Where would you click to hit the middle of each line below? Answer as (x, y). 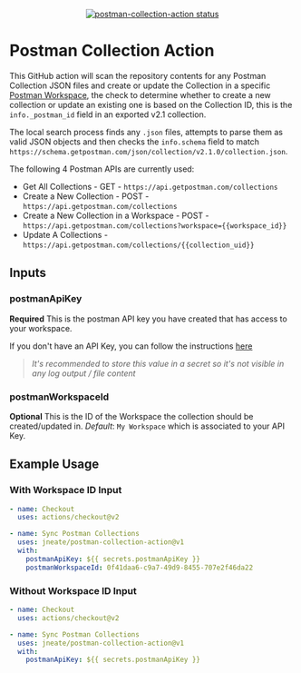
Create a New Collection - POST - (86, 196)
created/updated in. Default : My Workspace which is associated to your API (147, 426)
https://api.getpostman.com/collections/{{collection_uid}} (138, 245)
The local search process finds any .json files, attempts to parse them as (146, 132)
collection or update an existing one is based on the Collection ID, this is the (151, 104)
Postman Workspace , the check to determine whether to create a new (141, 94)
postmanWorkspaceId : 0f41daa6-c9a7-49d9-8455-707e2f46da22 (140, 568)
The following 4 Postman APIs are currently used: (102, 169)
